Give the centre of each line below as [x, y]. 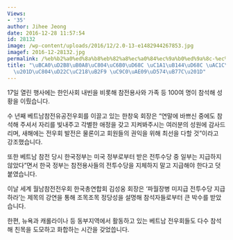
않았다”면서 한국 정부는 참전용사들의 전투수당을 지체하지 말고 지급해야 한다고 [110, 165]
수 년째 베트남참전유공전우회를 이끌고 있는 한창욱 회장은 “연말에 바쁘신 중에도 [111, 116]
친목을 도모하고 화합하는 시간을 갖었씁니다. [72, 229]
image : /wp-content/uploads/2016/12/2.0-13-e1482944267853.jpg [101, 46]
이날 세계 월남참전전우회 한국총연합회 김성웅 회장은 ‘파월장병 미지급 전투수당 [110, 189]
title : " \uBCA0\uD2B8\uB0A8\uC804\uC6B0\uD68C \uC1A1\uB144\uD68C [105, 65]
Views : [17, 14]
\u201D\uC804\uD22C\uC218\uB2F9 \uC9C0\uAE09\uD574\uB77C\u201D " [110, 71]
